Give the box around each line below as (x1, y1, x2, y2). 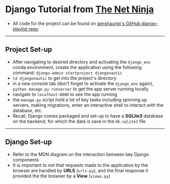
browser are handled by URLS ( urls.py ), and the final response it (12, 167, 148, 173)
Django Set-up (5, 138, 52, 146)
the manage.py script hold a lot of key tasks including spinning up (12, 97, 147, 103)
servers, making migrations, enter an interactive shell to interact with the (12, 102, 163, 108)
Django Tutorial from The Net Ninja (5, 4, 154, 15)
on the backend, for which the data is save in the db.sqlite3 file (12, 118, 146, 124)
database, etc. (12, 107, 43, 113)
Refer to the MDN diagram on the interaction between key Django (12, 151, 149, 157)
